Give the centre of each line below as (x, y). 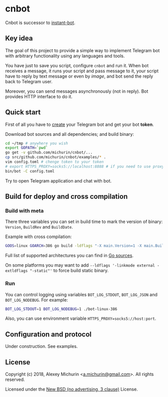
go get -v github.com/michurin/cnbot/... (49, 153)
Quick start (23, 113)
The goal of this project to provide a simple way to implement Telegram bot (82, 50)
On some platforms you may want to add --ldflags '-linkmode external (80, 265)
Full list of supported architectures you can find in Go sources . (69, 256)
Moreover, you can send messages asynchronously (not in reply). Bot (77, 91)
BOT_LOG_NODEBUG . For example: (37, 300)
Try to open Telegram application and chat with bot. (58, 180)
